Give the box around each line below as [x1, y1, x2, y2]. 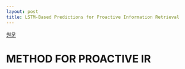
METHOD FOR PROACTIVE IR [6, 52, 151, 65]
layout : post [6, 8, 39, 15]
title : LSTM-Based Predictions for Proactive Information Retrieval [6, 14, 180, 20]
